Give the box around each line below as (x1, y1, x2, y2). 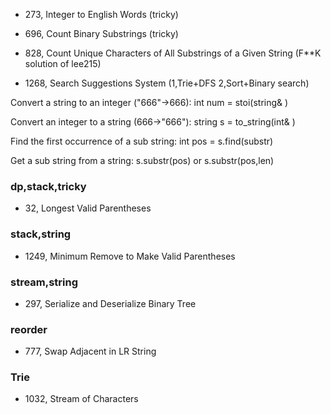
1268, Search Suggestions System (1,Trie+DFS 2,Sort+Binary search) (24, 77, 310, 89)
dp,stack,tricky (10, 179, 87, 193)
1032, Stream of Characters (24, 393, 139, 405)
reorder (10, 322, 48, 336)
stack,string (10, 227, 72, 241)
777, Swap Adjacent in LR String (24, 345, 157, 358)
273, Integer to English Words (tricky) (24, 9, 179, 20)
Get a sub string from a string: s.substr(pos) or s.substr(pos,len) (10, 155, 275, 166)
